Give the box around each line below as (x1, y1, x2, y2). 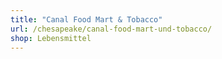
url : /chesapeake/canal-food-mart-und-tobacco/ (10, 24, 213, 34)
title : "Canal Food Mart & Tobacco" (10, 14, 163, 25)
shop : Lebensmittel (10, 33, 92, 43)
